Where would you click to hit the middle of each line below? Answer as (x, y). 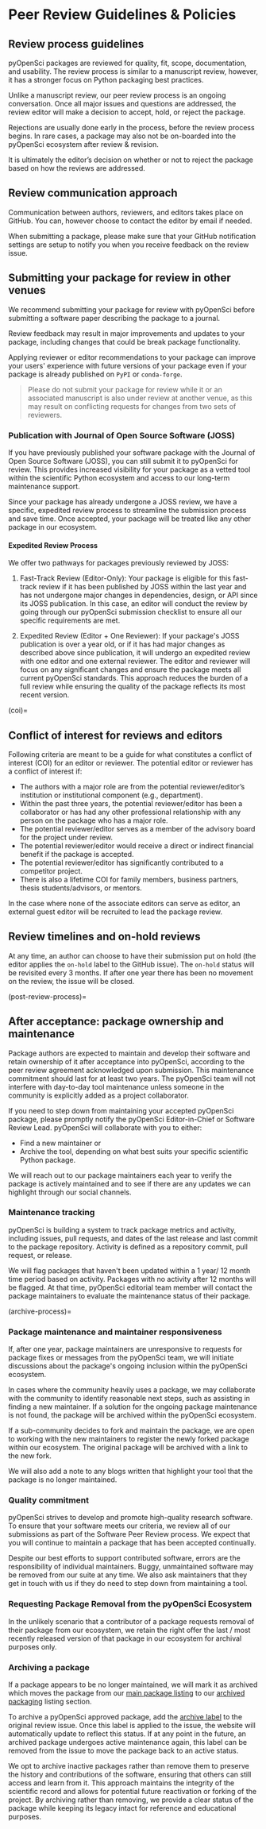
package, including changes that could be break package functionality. (124, 341)
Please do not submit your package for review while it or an (125, 389)
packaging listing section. (50, 1702)
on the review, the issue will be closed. (71, 981)
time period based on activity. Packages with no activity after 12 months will (132, 1279)
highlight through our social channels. (70, 1192)
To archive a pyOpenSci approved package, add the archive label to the (125, 1717)
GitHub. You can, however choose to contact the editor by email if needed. (130, 221)
